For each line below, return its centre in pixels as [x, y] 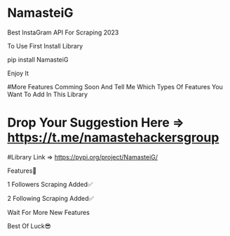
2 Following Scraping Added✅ [51, 198]
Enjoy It [18, 73]
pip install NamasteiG [38, 59]
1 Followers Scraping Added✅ [50, 184]
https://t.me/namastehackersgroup [113, 138]
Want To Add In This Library [48, 94]
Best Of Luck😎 [29, 225]
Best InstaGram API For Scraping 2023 [63, 32]
